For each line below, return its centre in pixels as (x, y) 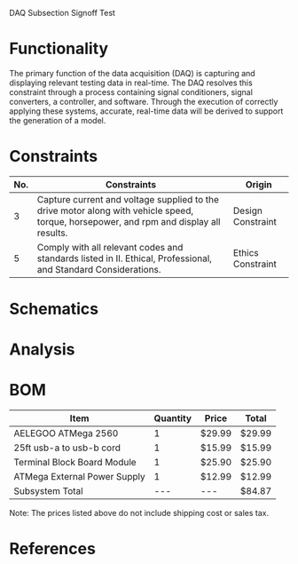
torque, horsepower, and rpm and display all (129, 221)
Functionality (59, 49)
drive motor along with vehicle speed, (115, 211)
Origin (259, 184)
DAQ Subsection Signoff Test (62, 13)
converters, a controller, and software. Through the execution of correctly (144, 101)
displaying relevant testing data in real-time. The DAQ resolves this (131, 83)
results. (52, 233)
